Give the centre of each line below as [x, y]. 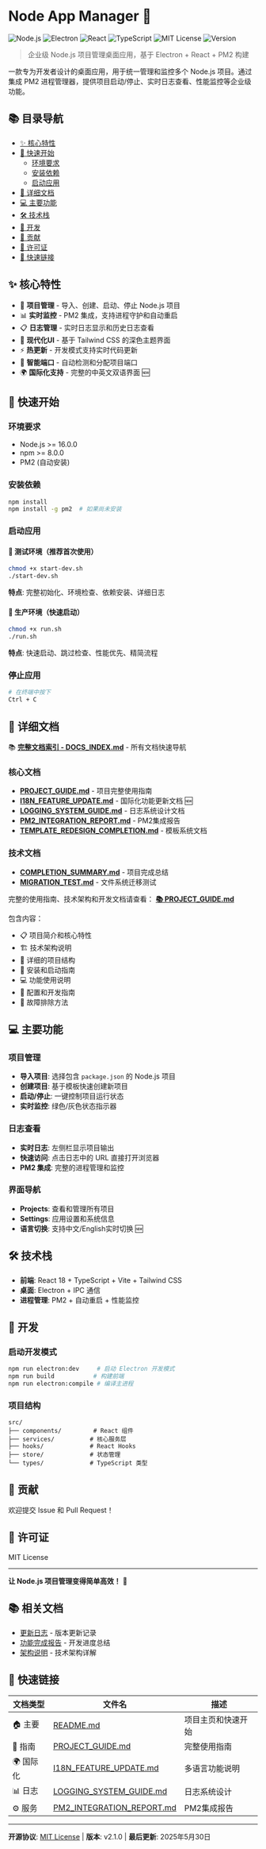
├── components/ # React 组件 [71, 1431]
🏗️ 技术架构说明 [46, 948]
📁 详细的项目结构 [47, 959]
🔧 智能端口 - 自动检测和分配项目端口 [79, 362]
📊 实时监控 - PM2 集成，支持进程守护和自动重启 [99, 315]
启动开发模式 [33, 1352]
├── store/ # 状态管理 [65, 1455]
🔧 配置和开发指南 [47, 992]
